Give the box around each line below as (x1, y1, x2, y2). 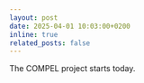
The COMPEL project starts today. (9, 63, 136, 74)
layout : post (9, 13, 58, 23)
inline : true (9, 30, 58, 39)
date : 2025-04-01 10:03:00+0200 (9, 22, 130, 31)
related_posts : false (9, 38, 91, 48)
